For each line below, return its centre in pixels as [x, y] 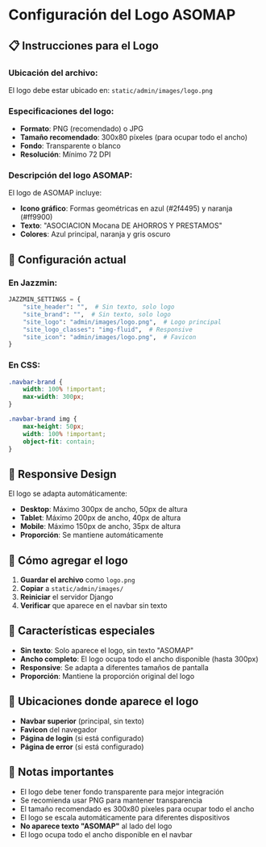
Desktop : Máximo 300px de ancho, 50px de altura [104, 509]
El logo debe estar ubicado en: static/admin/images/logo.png [111, 90]
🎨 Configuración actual [67, 260]
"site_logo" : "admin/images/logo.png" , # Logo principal [122, 322]
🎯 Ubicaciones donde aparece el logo [104, 701]
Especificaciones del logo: [61, 111]
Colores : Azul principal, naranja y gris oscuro [95, 234]
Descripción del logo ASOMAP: [71, 175]
